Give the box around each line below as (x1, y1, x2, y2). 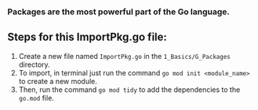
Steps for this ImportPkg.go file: (7, 31, 168, 44)
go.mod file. (18, 93, 54, 102)
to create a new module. (18, 76, 97, 86)
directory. (18, 60, 50, 69)
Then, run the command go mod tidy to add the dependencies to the (18, 85, 241, 94)
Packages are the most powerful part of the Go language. (7, 6, 231, 17)
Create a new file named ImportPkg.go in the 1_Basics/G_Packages (18, 51, 231, 60)
